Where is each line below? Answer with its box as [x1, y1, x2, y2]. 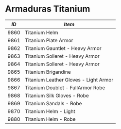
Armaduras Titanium [5, 3, 90, 15]
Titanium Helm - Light [25, 108, 75, 114]
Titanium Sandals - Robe [25, 100, 82, 107]
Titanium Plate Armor [25, 37, 73, 44]
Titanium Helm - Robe [25, 115, 76, 122]
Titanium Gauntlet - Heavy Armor [25, 45, 102, 51]
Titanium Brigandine [25, 68, 71, 75]
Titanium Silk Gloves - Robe [25, 92, 89, 99]
